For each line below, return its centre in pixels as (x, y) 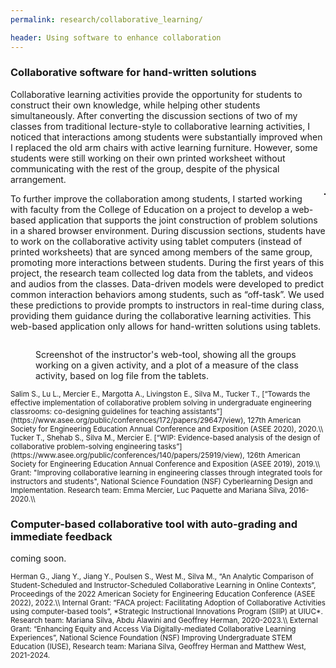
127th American (274, 420)
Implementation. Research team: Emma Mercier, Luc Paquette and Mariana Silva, (149, 490)
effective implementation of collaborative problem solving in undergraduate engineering (161, 402)
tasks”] (170, 446)
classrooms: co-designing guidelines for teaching (95, 411)
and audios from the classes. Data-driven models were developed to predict (167, 283)
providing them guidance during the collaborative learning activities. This (161, 315)
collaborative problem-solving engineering (83, 446)
